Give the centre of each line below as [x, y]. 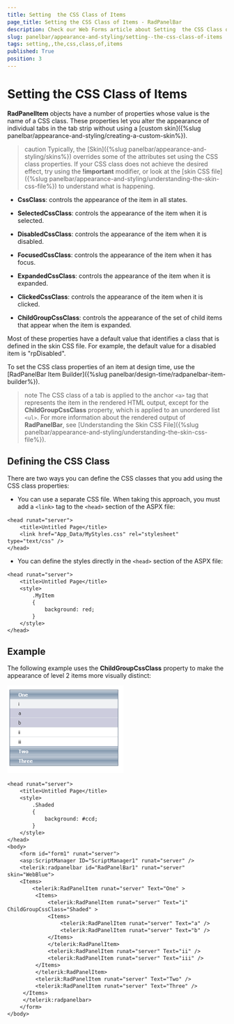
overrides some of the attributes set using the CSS [146, 156]
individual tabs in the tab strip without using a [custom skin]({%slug [104, 128]
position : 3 [24, 59]
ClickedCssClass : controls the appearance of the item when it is [110, 297]
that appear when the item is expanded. [75, 325]
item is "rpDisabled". [37, 353]
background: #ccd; [71, 819]
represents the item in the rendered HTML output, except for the [116, 402]
